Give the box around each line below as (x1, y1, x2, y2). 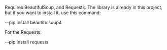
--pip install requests (5, 39, 49, 45)
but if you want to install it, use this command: (5, 10, 101, 16)
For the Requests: (5, 29, 42, 35)
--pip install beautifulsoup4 (5, 20, 62, 25)
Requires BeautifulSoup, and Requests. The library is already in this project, (5, 5, 163, 10)
